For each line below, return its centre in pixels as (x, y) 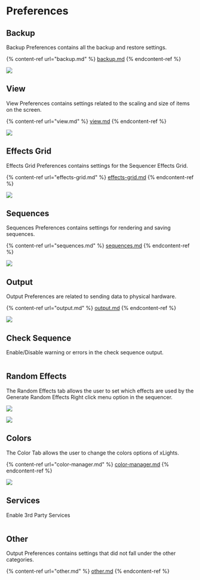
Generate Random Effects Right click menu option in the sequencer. (90, 397)
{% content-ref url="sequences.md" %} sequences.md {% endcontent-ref (98, 245)
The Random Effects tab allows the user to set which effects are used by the (100, 391)
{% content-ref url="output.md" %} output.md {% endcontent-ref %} (91, 308)
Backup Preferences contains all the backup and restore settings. (87, 47)
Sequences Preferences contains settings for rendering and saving (89, 228)
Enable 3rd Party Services (38, 515)
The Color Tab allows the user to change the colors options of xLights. (93, 453)
